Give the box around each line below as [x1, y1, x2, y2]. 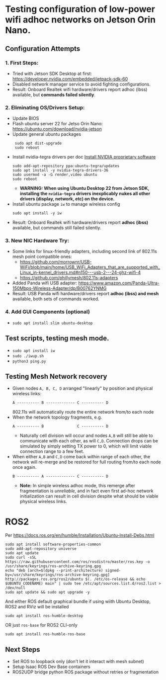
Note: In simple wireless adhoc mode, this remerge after [19, 483, 135, 489]
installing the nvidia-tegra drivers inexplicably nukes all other [19, 190, 151, 197]
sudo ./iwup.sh [12, 353, 44, 358]
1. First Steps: [5, 59, 39, 66]
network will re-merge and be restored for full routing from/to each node [12, 459, 162, 465]
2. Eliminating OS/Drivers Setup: [5, 104, 85, 111]
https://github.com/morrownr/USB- [19, 259, 92, 265]
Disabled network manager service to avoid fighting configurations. [12, 81, 151, 87]
